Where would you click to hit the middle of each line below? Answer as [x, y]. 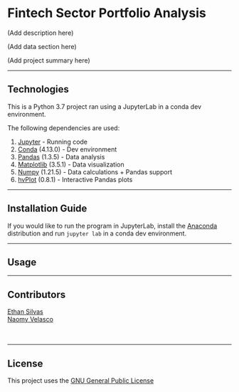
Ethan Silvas [26, 312]
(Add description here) [41, 33]
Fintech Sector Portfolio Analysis [107, 13]
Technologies [38, 89]
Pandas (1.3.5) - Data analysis [61, 157]
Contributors [37, 294]
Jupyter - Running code [52, 142]
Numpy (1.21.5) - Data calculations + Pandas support [95, 171]
